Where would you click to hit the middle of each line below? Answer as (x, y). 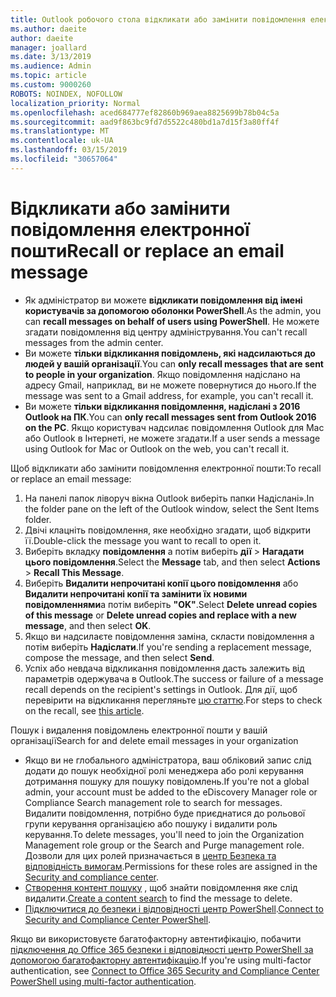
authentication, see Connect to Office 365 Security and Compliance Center (165, 970)
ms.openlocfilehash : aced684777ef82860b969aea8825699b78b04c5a (145, 112)
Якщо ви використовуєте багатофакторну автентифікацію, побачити (156, 938)
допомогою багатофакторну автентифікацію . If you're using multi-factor (161, 960)
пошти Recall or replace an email (147, 250)
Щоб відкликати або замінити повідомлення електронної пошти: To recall (166, 468)
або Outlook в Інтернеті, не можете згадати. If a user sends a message (172, 438)
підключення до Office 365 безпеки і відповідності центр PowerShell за (162, 949)
